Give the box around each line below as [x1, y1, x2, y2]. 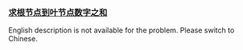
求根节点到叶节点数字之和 [8, 6, 108, 17]
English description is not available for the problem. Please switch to [8, 25, 235, 35]
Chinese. [8, 34, 38, 44]
